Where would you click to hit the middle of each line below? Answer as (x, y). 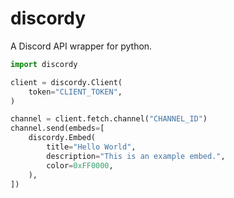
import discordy (44, 64)
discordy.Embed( (62, 138)
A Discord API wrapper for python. (81, 46)
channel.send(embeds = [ (57, 128)
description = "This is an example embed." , (136, 156)
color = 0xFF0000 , (80, 165)
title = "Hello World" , (91, 147)
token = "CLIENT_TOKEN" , (75, 92)
